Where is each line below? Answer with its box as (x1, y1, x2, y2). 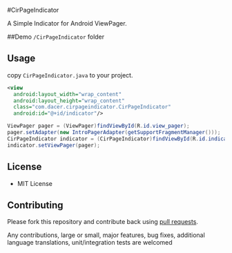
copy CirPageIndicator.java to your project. (7, 71, 133, 79)
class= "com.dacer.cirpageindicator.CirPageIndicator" (13, 104, 171, 111)
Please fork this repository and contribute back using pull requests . (7, 218, 199, 226)
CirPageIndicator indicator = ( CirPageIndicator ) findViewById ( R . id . (7, 135, 209, 142)
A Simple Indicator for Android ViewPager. (7, 19, 127, 27)
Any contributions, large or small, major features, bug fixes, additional (7, 231, 205, 239)
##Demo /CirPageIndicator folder (7, 32, 105, 41)
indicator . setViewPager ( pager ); (7, 142, 100, 149)
